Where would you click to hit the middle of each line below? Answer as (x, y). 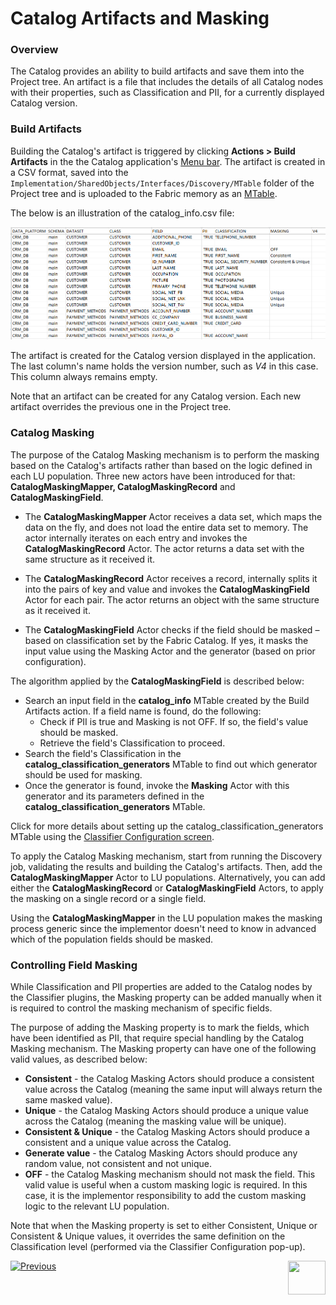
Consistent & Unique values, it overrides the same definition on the (148, 1236)
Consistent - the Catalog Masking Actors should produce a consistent (169, 1078)
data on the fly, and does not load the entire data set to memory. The (166, 527)
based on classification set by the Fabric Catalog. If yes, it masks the (166, 640)
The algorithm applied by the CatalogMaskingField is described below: (157, 681)
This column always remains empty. (84, 377)
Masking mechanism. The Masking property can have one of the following (163, 1048)
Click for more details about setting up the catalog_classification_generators (167, 826)
